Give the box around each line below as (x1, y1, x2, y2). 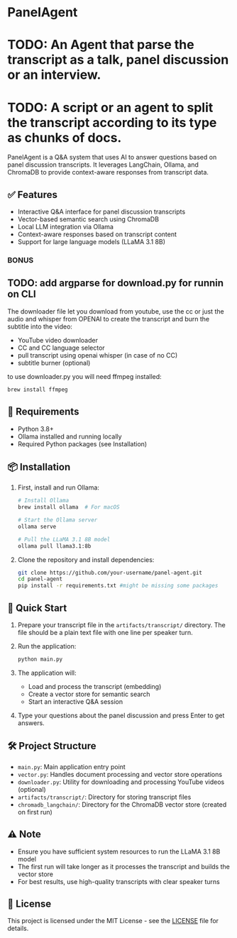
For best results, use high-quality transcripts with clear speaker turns (17, 877, 220, 885)
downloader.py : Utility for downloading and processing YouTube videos (17, 778, 225, 786)
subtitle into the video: (7, 322, 73, 331)
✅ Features (7, 189, 58, 201)
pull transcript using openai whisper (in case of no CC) (17, 351, 178, 359)
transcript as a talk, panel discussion (7, 52, 229, 68)
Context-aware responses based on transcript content (17, 230, 177, 238)
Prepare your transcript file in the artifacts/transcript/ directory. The (17, 621, 226, 629)
